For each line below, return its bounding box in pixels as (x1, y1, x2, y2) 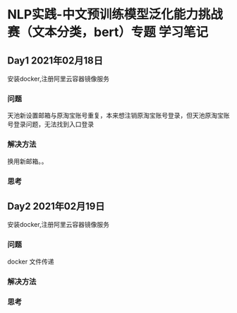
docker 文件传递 (7, 257, 54, 266)
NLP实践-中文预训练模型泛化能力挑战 (7, 6, 224, 23)
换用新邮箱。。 (7, 157, 48, 165)
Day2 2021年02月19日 (7, 200, 105, 212)
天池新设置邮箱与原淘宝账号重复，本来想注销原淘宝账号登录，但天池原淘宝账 (7, 111, 230, 120)
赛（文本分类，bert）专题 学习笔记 (7, 24, 209, 40)
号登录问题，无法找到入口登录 (7, 120, 94, 129)
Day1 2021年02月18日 (7, 54, 104, 66)
